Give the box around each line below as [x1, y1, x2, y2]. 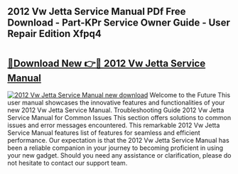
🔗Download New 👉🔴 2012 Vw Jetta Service [7, 57, 206, 70]
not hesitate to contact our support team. [7, 159, 128, 167]
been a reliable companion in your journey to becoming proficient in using [7, 143, 224, 152]
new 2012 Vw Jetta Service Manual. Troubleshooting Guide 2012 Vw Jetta [7, 106, 225, 114]
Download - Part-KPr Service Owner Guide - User [7, 17, 231, 29]
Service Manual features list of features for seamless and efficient [7, 129, 200, 137]
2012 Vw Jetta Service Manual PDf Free [7, 6, 186, 18]
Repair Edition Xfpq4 [7, 28, 102, 40]
